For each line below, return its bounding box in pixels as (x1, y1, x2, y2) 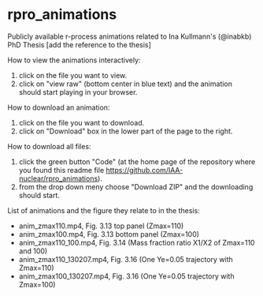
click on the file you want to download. (18, 118, 145, 127)
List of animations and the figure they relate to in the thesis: (7, 205, 200, 215)
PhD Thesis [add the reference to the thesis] (7, 39, 151, 49)
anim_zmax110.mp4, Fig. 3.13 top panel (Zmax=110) (18, 221, 184, 230)
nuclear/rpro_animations (18, 174, 98, 183)
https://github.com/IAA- (106, 165, 183, 174)
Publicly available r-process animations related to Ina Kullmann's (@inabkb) (7, 32, 252, 41)
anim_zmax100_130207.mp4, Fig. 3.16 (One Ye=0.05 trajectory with (18, 271, 235, 281)
